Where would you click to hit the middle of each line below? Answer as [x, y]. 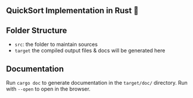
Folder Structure [37, 30]
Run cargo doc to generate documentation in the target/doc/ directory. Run [97, 83]
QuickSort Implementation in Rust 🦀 [73, 11]
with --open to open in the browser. [48, 89]
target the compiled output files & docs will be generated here [90, 50]
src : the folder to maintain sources [56, 45]
